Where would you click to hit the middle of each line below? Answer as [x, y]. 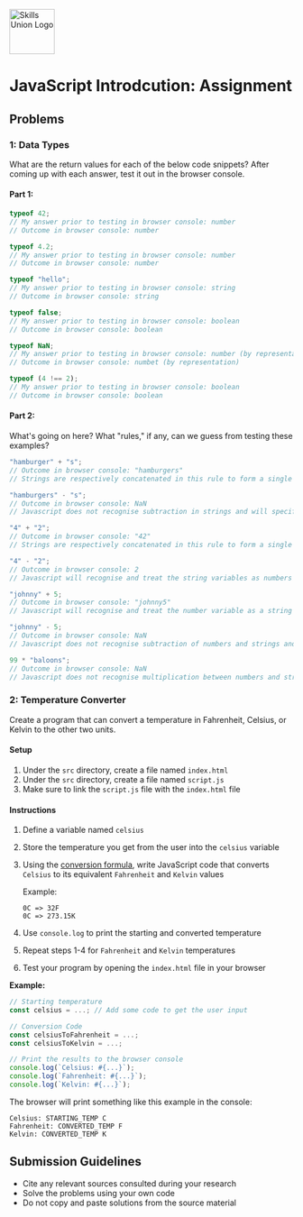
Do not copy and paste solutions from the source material [129, 1203]
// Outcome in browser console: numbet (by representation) [125, 362]
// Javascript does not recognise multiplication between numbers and [145, 677]
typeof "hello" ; [40, 279]
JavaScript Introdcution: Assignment [151, 86]
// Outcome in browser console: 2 [74, 569]
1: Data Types [40, 144]
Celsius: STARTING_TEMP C [58, 1118]
